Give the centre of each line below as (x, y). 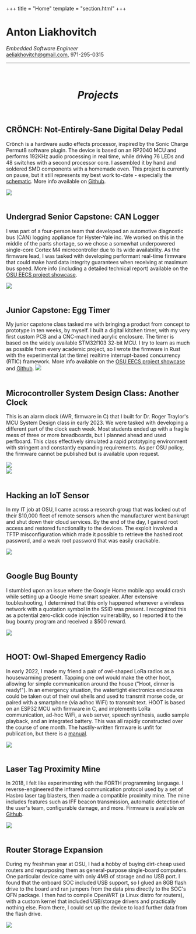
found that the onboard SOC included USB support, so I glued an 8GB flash (96, 883)
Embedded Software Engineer (42, 48)
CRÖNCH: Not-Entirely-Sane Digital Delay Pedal (94, 130)
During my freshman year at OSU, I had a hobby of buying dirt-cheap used (96, 864)
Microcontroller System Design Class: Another (93, 393)
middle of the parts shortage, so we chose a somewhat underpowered (91, 243)
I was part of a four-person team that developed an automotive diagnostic (95, 231)
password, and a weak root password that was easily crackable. (83, 540)
